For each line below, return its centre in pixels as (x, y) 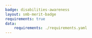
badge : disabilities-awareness (37, 10)
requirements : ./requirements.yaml (51, 28)
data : (11, 23)
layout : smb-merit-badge (31, 14)
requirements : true (25, 19)
